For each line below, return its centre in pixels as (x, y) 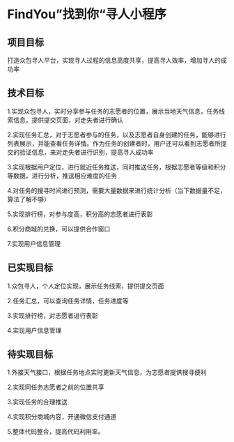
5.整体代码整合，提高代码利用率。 (56, 432)
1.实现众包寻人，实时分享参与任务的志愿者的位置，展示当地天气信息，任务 (113, 111)
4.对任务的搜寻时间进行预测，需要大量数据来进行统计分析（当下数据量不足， (117, 190)
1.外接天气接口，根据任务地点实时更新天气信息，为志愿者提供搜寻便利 (107, 372)
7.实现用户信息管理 (34, 243)
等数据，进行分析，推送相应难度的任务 (62, 176)
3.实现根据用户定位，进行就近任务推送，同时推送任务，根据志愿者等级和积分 (117, 167)
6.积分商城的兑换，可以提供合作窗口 (59, 229)
